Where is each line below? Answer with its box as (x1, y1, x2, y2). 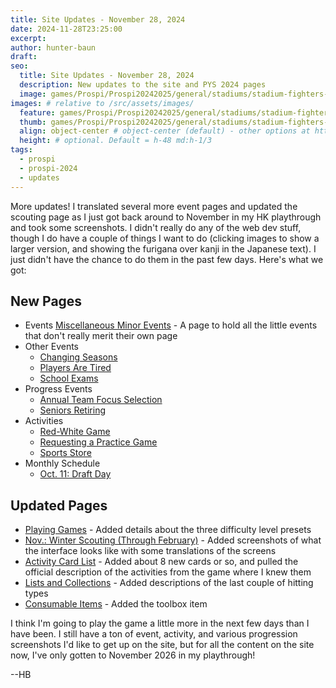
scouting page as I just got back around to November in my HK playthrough (10, 211, 322, 223)
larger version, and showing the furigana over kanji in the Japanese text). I (10, 242, 317, 255)
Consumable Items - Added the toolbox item (24, 598, 208, 610)
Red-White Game (39, 426, 111, 438)
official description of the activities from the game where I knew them (24, 566, 312, 578)
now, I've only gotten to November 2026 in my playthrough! (10, 649, 256, 661)
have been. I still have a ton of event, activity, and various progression (10, 628, 298, 640)
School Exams (39, 372, 99, 385)
